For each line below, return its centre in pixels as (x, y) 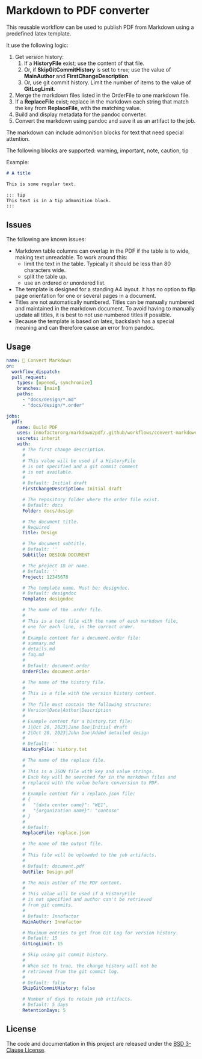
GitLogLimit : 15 (42, 944)
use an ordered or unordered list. (65, 283)
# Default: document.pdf (53, 866)
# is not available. (48, 472)
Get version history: (39, 57)
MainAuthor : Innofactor (52, 922)
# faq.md (33, 655)
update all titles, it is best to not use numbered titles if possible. (93, 315)
